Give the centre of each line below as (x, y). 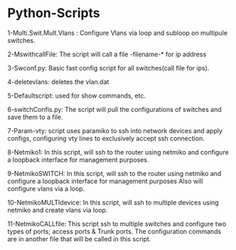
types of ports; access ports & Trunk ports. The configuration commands (114, 231)
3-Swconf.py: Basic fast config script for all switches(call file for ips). (108, 68)
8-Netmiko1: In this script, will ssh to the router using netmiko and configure (118, 152)
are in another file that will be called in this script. (79, 239)
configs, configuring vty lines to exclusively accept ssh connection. (106, 138)
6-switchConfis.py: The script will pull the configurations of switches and (114, 109)
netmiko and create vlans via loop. (58, 210)
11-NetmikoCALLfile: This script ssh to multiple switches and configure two (117, 224)
